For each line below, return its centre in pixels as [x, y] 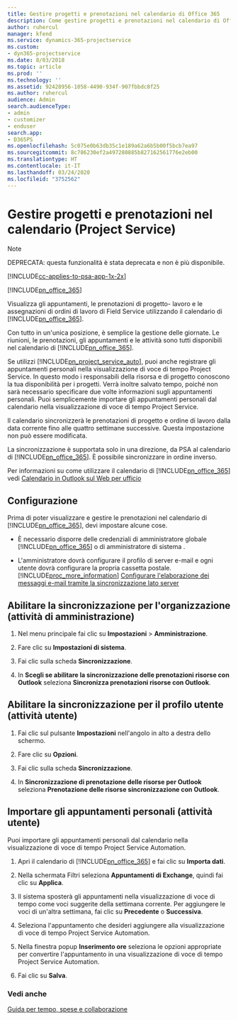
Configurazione [42, 500]
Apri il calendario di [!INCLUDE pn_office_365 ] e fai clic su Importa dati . [121, 861]
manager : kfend [30, 34]
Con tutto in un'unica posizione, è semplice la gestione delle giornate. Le [113, 333]
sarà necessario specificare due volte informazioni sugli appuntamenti [110, 392]
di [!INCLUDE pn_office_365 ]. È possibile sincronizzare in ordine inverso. [112, 457]
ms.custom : [23, 47]
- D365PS [20, 139]
